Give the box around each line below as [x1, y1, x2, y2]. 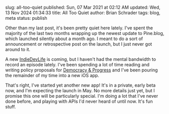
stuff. [5, 104, 16, 109]
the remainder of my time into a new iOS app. [5, 72, 99, 78]
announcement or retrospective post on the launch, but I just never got [5, 41, 152, 47]
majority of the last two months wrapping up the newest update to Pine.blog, [5, 30, 164, 36]
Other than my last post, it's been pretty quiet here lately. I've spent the [5, 25, 153, 31]
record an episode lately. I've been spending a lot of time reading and [5, 62, 150, 67]
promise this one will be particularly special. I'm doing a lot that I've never [5, 93, 158, 99]
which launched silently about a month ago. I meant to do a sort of [5, 35, 143, 42]
